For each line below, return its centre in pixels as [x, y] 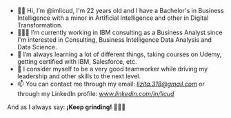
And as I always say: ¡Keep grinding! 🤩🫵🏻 [67, 107]
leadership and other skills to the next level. [79, 76]
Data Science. [37, 47]
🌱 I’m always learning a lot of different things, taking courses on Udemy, [119, 54]
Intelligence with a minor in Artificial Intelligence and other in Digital [113, 18]
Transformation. [40, 25]
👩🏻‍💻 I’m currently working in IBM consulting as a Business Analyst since [120, 32]
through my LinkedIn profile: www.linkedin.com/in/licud [96, 94]
